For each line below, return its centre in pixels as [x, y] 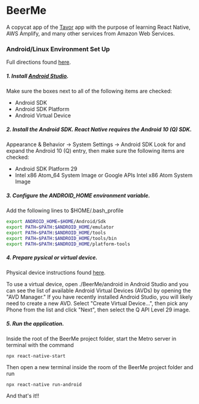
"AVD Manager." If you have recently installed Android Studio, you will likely [99, 297]
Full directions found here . [38, 62]
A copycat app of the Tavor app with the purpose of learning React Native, [98, 27]
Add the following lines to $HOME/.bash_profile [65, 210]
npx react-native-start [36, 356]
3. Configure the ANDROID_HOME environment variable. [78, 195]
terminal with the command [40, 345]
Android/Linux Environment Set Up [58, 49]
